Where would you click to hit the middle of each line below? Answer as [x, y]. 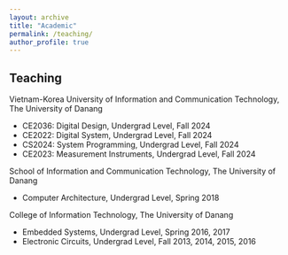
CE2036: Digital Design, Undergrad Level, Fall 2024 [116, 126]
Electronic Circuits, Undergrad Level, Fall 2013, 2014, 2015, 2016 [139, 242]
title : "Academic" [43, 26]
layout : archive [39, 17]
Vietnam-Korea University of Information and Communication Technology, [144, 99]
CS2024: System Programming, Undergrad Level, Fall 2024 [130, 145]
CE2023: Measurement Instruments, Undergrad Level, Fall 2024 [139, 154]
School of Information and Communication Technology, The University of [143, 171]
